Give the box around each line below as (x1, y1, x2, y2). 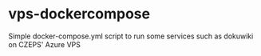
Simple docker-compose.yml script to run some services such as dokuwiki (8, 31, 254, 41)
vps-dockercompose (8, 5, 150, 23)
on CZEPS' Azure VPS (8, 39, 81, 49)
